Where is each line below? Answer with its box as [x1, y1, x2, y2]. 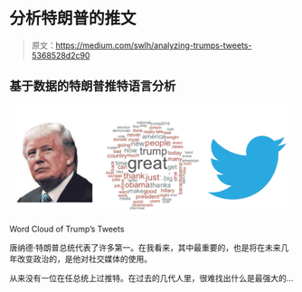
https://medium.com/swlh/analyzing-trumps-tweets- [55, 40, 252, 51]
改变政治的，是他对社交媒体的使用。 [16, 254, 152, 265]
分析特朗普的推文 [9, 8, 137, 29]
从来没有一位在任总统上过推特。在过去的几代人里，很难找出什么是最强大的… [9, 273, 294, 284]
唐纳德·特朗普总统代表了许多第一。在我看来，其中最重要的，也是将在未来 [9, 242, 282, 253]
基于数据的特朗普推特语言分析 [9, 79, 176, 94]
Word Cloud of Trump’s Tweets [9, 223, 125, 235]
